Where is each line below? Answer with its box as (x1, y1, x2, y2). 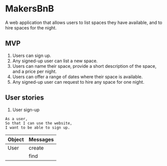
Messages (28, 136, 54, 143)
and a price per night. (12, 68, 57, 74)
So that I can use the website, (5, 121, 72, 126)
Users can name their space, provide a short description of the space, (12, 63, 157, 69)
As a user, (5, 116, 28, 121)
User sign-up (12, 107, 40, 113)
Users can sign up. (12, 52, 51, 58)
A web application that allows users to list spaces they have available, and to (5, 19, 163, 25)
